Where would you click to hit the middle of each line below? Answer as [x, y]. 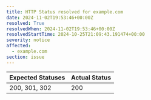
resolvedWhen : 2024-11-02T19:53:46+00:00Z [61, 29]
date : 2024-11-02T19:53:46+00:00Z [50, 18]
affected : [19, 46]
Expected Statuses [37, 78]
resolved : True [25, 23]
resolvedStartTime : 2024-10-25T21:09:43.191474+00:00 [76, 35]
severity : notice [28, 40]
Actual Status [91, 78]
